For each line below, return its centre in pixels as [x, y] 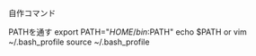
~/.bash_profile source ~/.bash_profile [79, 42]
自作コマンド [32, 13]
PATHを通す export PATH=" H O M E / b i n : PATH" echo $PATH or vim [128, 32]
